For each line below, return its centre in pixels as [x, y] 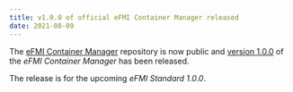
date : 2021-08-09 [42, 26]
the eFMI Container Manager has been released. [99, 61]
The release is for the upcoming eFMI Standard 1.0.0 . [108, 78]
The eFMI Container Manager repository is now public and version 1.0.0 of [146, 51]
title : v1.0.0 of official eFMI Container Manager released [124, 17]
